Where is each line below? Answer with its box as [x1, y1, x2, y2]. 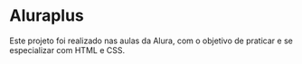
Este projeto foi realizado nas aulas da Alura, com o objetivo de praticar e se [9, 35, 294, 46]
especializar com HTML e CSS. [9, 44, 125, 55]
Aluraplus [9, 5, 84, 26]
